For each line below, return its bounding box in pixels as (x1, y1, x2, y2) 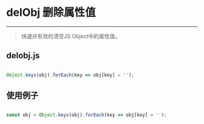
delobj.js (6, 50, 40, 61)
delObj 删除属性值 (6, 5, 96, 19)
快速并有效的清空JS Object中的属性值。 (21, 32, 121, 40)
